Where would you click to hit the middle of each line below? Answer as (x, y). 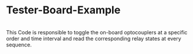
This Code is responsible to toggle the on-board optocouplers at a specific (97, 32)
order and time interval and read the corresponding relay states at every (94, 38)
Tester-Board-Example (63, 10)
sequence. (19, 45)
